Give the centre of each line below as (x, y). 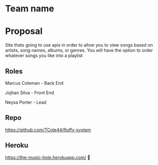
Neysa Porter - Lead (26, 102)
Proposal (24, 31)
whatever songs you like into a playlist (44, 55)
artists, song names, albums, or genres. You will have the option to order (79, 51)
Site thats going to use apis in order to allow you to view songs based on (79, 45)
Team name (30, 9)
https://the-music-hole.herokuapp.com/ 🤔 (48, 157)
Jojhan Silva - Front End (30, 93)
